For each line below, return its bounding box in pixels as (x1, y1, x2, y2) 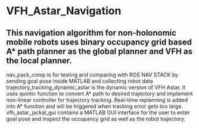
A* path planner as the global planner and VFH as (6, 46, 192, 56)
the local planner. (6, 55, 73, 66)
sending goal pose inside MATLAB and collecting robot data (6, 78, 153, 84)
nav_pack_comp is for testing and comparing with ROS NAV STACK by (6, 71, 179, 78)
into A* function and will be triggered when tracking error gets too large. (6, 103, 184, 110)
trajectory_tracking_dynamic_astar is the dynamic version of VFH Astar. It (6, 84, 186, 91)
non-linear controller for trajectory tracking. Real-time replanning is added (6, 97, 188, 103)
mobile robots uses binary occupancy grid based (6, 37, 192, 47)
